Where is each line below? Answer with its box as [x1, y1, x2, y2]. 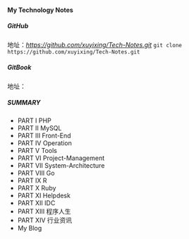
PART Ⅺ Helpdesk [17, 191, 71, 200]
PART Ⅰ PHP [17, 116, 51, 125]
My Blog [17, 223, 42, 232]
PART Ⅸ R [17, 176, 47, 185]
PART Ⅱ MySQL [17, 123, 62, 132]
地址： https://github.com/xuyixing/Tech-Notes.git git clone [7, 40, 182, 49]
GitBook [7, 63, 32, 72]
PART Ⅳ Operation [17, 138, 72, 147]
